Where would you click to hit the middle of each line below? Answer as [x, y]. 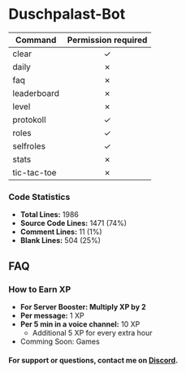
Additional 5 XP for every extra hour [92, 332]
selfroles [29, 145]
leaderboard [36, 93]
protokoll [29, 119]
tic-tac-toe [35, 172]
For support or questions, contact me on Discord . [93, 360]
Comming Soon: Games [60, 341]
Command [36, 40]
